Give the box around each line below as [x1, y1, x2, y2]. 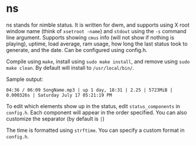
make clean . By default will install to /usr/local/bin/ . [6, 64, 135, 71]
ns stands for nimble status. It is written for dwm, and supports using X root [6, 21, 190, 28]
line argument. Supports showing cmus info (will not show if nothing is [6, 34, 175, 41]
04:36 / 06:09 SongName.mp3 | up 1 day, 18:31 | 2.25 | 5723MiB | [6, 87, 173, 93]
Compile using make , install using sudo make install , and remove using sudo [6, 58, 190, 65]
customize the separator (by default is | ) [6, 115, 105, 122]
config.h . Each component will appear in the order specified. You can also [6, 109, 187, 116]
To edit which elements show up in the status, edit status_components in [6, 102, 181, 109]
